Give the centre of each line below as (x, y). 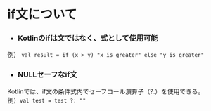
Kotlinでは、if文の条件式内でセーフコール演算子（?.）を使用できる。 (106, 91)
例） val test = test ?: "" (47, 100)
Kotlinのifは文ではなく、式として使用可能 (88, 38)
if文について (42, 14)
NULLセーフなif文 (47, 74)
